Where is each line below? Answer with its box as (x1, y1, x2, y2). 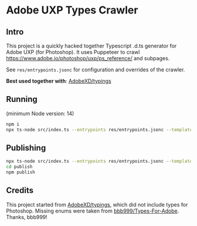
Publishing (6, 143, 46, 153)
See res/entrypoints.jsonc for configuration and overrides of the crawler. (6, 66, 185, 73)
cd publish (6, 164, 33, 170)
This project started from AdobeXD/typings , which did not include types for (6, 201, 188, 208)
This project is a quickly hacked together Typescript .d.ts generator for (6, 42, 177, 49)
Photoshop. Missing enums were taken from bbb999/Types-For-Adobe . (6, 207, 179, 214)
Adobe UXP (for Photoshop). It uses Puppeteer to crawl (6, 49, 140, 56)
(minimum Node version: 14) (6, 109, 74, 117)
